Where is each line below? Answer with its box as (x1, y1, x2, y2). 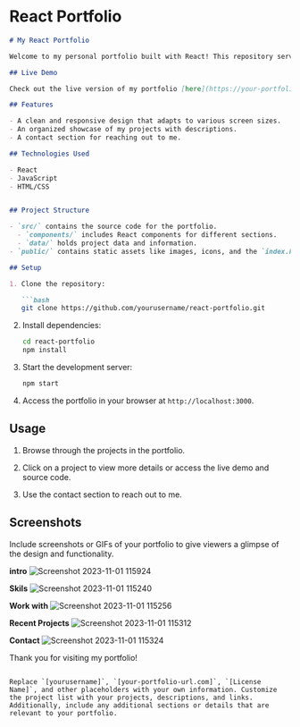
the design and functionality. (9, 548, 114, 559)
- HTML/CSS (9, 182, 50, 191)
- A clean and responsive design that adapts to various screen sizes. (9, 116, 281, 126)
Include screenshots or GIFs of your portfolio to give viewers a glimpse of (9, 538, 279, 549)
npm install (21, 346, 67, 355)
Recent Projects (9, 617, 70, 628)
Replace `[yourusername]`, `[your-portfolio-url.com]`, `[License (9, 677, 262, 686)
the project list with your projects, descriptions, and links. (9, 693, 254, 702)
